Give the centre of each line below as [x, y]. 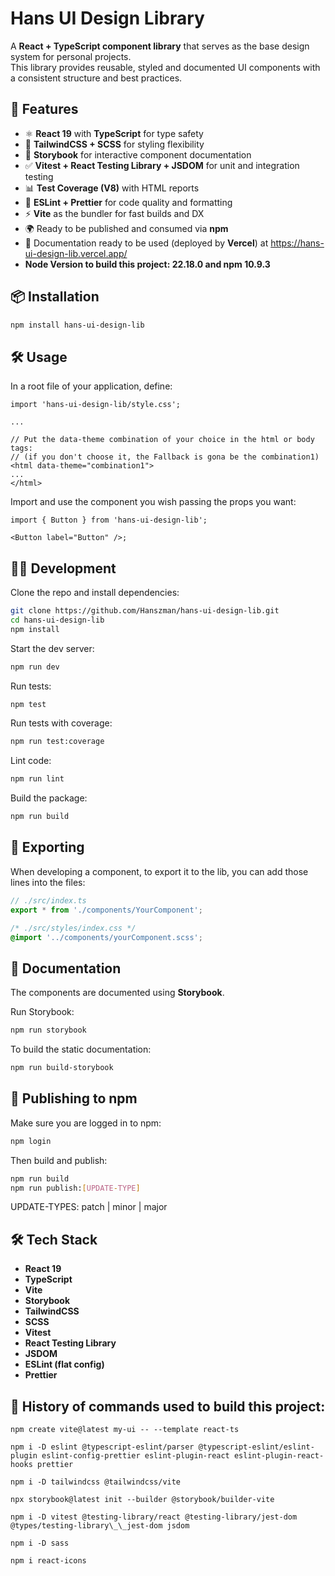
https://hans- [297, 243]
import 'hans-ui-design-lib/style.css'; [96, 405]
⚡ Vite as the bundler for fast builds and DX [114, 213]
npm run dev [35, 667]
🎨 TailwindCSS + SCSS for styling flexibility [114, 144]
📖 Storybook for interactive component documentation [138, 154]
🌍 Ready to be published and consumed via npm [126, 228]
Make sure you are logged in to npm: [86, 1123]
